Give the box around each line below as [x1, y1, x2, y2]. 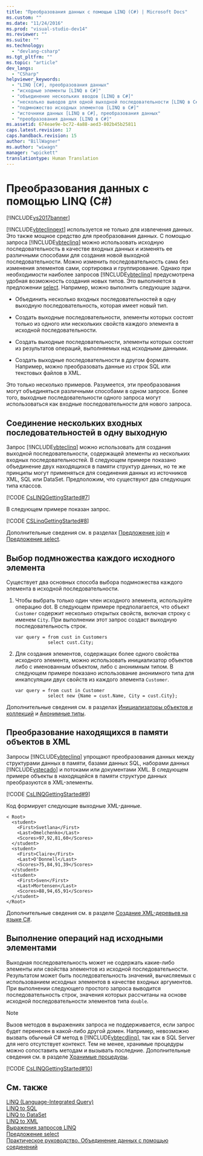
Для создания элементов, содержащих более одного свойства [14, 650, 179, 657]
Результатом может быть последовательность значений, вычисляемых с [6, 971, 196, 979]
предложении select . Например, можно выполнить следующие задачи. [6, 284, 192, 291]
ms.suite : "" [6, 37, 39, 43]
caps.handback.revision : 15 [6, 133, 77, 139]
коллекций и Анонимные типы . [6, 710, 86, 717]
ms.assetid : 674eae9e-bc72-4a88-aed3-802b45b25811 [6, 122, 137, 128]
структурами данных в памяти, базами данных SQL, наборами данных [6, 759, 190, 767]
